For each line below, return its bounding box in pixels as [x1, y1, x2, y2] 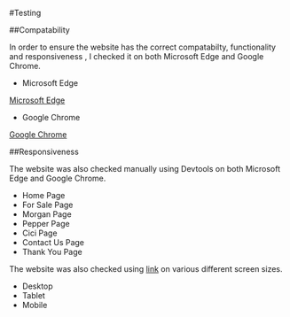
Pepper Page [21, 219, 70, 228]
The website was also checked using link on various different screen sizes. [9, 264, 283, 274]
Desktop [21, 281, 53, 291]
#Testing [9, 8, 42, 18]
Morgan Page [21, 209, 73, 220]
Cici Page [21, 228, 58, 238]
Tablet [21, 290, 46, 300]
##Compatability [9, 25, 71, 35]
